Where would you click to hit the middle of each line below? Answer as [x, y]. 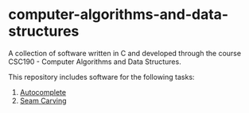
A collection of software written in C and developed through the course [124, 53]
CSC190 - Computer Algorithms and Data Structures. [95, 62]
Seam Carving [43, 100]
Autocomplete [43, 92]
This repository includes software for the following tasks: [101, 77]
